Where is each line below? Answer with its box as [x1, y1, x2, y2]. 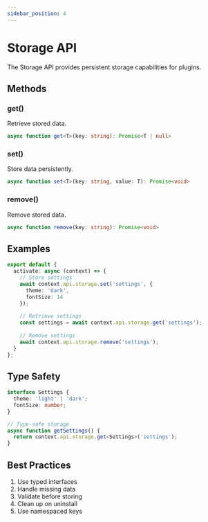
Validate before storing [17, 492, 83, 501]
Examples [7, 243, 50, 255]
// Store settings [19, 274, 73, 281]
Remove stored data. [7, 210, 66, 219]
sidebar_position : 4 [7, 10, 67, 17]
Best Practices [7, 459, 71, 471]
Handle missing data [17, 485, 76, 494]
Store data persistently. [7, 165, 74, 173]
